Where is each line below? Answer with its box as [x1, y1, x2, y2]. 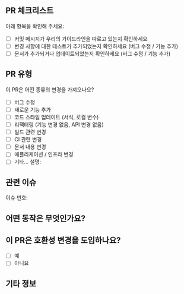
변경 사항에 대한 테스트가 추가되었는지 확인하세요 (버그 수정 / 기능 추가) [14, 42, 179, 49]
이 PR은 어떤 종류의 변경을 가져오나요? [5, 86, 94, 93]
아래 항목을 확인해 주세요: [5, 23, 65, 30]
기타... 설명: [14, 158, 42, 165]
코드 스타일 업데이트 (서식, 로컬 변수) [14, 113, 99, 121]
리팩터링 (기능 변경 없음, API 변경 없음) [14, 121, 104, 128]
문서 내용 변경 [14, 143, 46, 150]
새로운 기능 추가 [14, 106, 51, 113]
